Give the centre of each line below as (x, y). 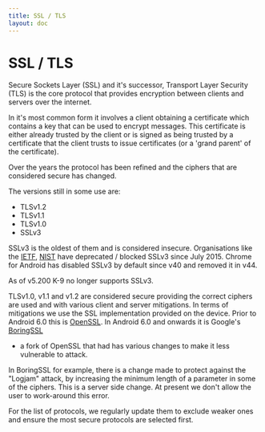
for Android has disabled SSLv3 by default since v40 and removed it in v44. (133, 265)
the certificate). (34, 152)
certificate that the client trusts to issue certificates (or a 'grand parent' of (130, 143)
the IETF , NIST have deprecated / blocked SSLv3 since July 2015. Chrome (130, 257)
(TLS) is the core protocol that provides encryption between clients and (126, 94)
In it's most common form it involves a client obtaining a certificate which (129, 118)
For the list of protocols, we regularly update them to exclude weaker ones (131, 411)
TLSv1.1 (32, 216)
